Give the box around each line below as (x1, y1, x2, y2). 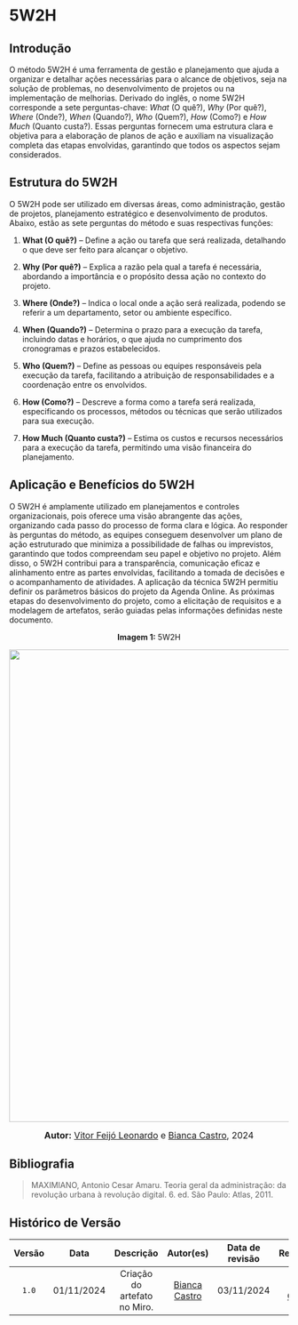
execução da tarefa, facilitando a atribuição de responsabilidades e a (21, 370, 275, 381)
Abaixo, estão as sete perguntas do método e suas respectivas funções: (9, 217, 273, 228)
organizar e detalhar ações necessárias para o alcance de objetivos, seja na (9, 74, 287, 84)
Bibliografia (9, 1157, 75, 1172)
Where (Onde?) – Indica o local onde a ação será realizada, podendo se (21, 297, 286, 308)
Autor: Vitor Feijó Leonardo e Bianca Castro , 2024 (43, 1128, 255, 1141)
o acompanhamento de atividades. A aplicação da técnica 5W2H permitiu (9, 576, 278, 587)
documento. (9, 614, 53, 625)
